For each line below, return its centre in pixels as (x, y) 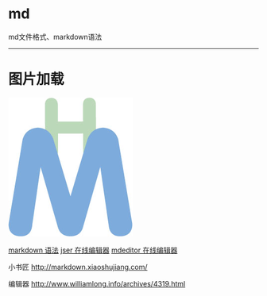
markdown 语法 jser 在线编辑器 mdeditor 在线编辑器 (93, 250)
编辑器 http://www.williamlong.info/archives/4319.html (97, 283)
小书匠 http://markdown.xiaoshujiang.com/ (78, 267)
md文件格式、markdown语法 (55, 37)
